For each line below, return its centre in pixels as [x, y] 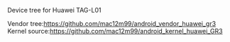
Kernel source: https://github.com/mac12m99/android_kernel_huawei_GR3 [115, 31]
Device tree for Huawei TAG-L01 [54, 10]
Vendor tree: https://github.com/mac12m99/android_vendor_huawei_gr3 [112, 23]
